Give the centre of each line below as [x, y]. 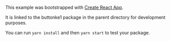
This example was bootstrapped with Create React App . [64, 7]
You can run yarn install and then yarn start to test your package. [78, 33]
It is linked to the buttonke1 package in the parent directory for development [85, 17]
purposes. [16, 23]
